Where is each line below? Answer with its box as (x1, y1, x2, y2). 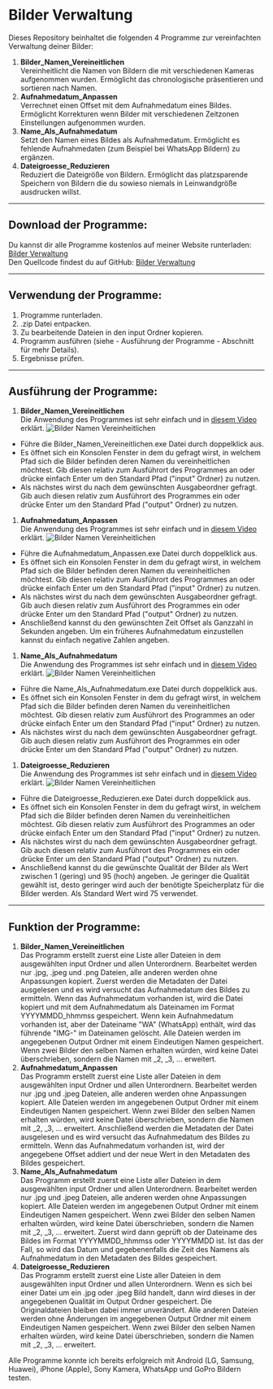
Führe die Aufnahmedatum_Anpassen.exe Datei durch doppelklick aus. (19, 548, 258, 559)
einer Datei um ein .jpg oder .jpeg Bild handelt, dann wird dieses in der (19, 1288, 256, 1298)
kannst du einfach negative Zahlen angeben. (19, 635, 170, 645)
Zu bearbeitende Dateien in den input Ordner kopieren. (19, 327, 204, 337)
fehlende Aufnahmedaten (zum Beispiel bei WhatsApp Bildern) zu (19, 143, 240, 153)
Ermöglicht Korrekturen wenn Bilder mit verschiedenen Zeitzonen (19, 108, 240, 119)
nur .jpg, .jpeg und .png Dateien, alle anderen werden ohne (19, 968, 218, 978)
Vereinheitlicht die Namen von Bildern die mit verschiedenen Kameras (19, 65, 254, 75)
